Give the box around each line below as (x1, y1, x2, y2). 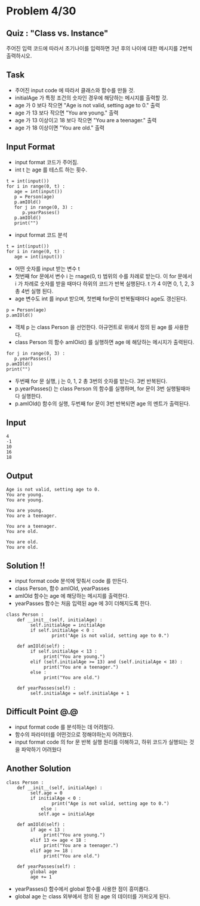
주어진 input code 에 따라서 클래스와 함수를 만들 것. (14, 86, 136, 94)
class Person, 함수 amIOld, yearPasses (14, 585, 110, 592)
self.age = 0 (30, 790, 63, 796)
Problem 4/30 (6, 4, 76, 18)
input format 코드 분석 (14, 231, 67, 238)
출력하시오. (6, 52, 32, 59)
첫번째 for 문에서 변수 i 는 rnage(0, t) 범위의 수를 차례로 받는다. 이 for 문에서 (14, 272, 193, 279)
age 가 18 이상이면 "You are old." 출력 (14, 124, 104, 131)
